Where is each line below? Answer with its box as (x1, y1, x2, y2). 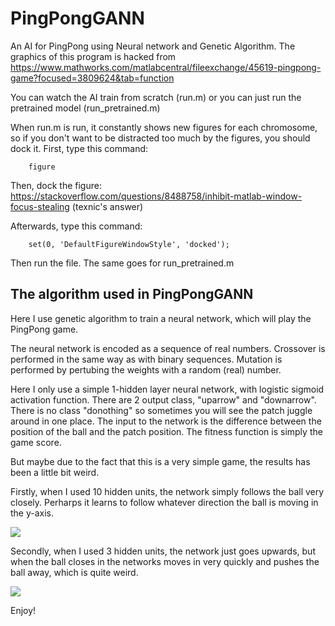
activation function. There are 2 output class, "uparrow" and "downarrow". (10, 393, 317, 406)
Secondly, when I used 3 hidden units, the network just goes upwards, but (10, 545, 316, 557)
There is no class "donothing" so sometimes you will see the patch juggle (10, 404, 313, 416)
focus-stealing (10, 200, 70, 212)
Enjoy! (10, 604, 37, 616)
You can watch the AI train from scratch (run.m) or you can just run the (10, 91, 302, 103)
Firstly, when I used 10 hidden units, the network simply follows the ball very (10, 485, 325, 497)
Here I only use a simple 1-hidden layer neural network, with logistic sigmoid (10, 383, 325, 395)
